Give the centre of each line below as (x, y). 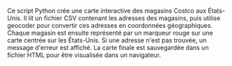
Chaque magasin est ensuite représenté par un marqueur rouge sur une (110, 33)
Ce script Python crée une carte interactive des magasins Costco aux (107, 11)
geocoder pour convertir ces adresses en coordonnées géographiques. (110, 25)
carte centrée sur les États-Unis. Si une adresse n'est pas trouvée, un (107, 40)
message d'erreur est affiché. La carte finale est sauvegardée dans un (108, 48)
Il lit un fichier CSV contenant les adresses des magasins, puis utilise (122, 18)
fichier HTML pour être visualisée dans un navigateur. (84, 55)
